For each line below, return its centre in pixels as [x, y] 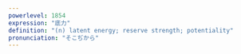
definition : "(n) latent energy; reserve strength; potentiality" [121, 30]
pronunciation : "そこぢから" [54, 38]
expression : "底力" [40, 23]
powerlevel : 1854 [37, 15]
